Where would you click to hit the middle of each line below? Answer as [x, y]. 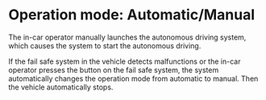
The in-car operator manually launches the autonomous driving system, [127, 37]
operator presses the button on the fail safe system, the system [114, 69]
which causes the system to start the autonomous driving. [105, 45]
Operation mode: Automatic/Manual [132, 15]
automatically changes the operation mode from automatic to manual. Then [133, 78]
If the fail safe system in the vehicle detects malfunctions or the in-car [125, 61]
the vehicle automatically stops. [61, 87]
